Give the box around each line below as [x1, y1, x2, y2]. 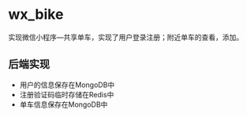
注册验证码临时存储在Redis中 [19, 90, 114, 99]
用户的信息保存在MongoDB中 [19, 80, 115, 90]
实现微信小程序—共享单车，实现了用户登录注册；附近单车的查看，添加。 [8, 32, 243, 42]
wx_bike [8, 5, 64, 24]
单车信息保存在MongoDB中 [19, 100, 108, 109]
